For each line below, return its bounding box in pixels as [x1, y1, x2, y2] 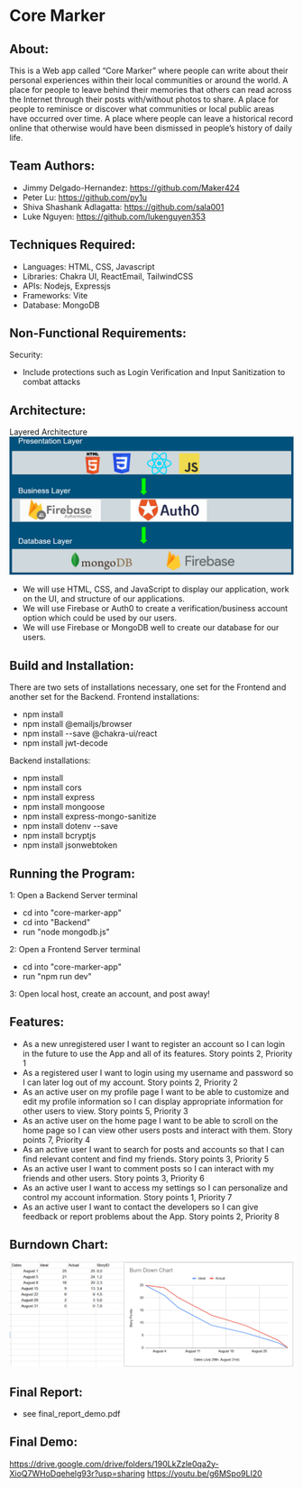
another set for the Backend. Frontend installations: [9, 692, 200, 703]
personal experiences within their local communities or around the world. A [9, 75, 289, 86]
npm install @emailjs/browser [22, 719, 133, 730]
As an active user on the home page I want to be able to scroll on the [22, 1115, 279, 1125]
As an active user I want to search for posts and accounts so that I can [22, 1144, 285, 1154]
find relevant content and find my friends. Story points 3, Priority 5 [22, 1153, 270, 1164]
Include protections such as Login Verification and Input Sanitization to [22, 367, 286, 378]
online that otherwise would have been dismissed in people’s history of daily [9, 123, 293, 133]
